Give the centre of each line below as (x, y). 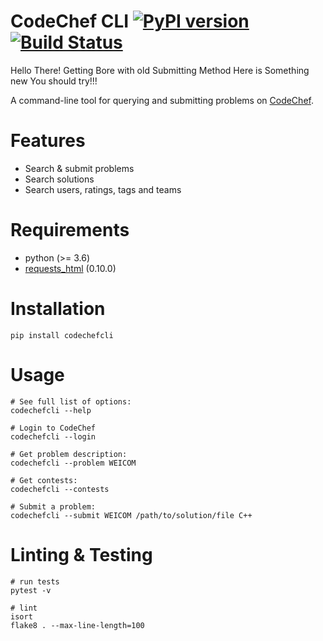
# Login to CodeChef (53, 428)
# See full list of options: (71, 401)
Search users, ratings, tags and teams (103, 189)
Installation (58, 309)
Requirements (70, 230)
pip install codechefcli (62, 335)
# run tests (35, 581)
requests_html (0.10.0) (70, 268)
